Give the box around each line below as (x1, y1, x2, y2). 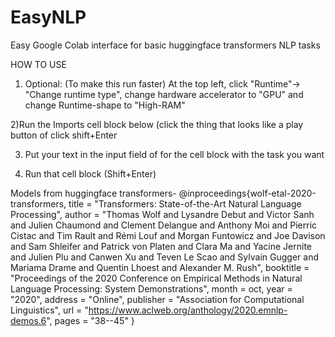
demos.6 (10, 314, 47, 326)
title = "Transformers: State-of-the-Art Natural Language (68, 197, 302, 210)
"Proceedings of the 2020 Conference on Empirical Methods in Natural (10, 272, 303, 284)
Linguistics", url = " (10, 304, 89, 316)
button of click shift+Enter (10, 129, 118, 141)
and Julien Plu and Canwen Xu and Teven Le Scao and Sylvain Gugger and (10, 251, 319, 263)
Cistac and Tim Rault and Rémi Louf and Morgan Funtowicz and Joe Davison (10, 229, 326, 241)
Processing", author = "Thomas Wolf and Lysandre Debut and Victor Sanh (10, 208, 315, 220)
